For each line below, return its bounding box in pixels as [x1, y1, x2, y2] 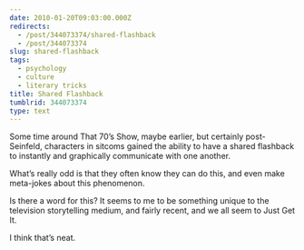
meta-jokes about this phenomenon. [9, 178, 145, 189]
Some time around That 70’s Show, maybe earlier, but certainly [9, 131, 244, 142]
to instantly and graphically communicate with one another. [9, 151, 231, 162]
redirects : [9, 22, 51, 31]
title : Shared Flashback [9, 89, 103, 98]
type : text [9, 106, 51, 115]
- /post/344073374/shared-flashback [17, 30, 156, 39]
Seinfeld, [9, 141, 43, 152]
